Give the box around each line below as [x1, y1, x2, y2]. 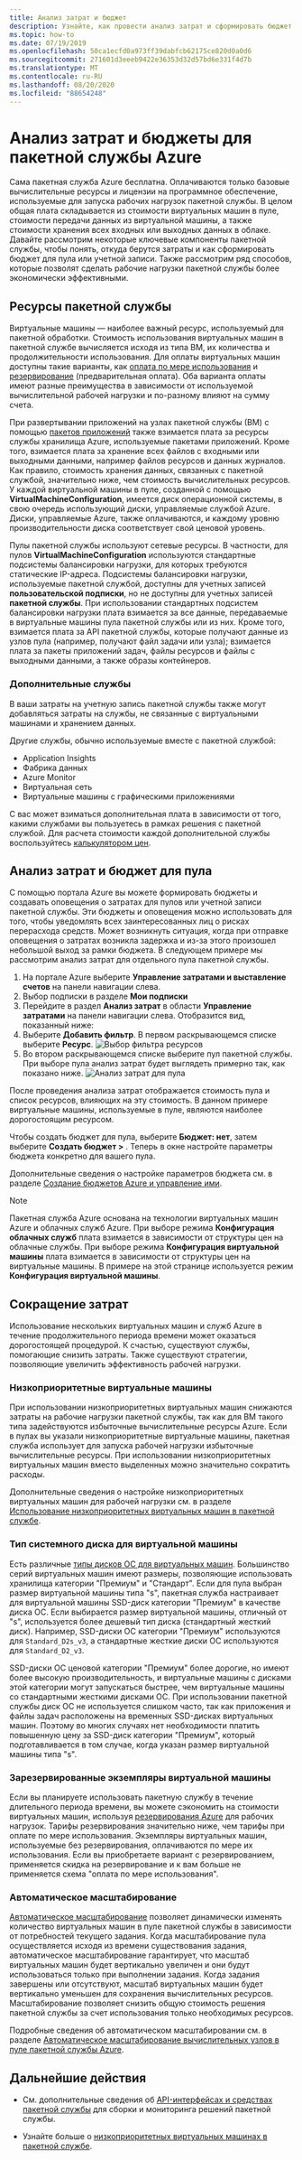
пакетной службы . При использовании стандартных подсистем [9, 598, 259, 609]
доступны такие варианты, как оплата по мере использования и [9, 361, 259, 372]
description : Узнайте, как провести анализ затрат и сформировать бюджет [9, 22, 293, 31]
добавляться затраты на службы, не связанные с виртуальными [9, 708, 259, 719]
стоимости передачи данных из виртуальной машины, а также [9, 215, 252, 226]
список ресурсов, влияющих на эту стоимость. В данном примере [9, 1094, 269, 1106]
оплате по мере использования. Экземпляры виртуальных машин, [9, 1830, 268, 1841]
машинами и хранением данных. [9, 717, 137, 728]
